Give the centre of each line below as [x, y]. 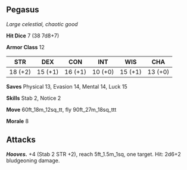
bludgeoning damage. [33, 160]
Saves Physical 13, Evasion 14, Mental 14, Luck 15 [67, 86]
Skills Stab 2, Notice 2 [34, 98]
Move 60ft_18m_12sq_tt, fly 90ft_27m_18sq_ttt [61, 109]
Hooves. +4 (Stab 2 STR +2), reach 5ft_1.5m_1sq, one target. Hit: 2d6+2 [93, 154]
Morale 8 [18, 121]
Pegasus [23, 10]
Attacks [21, 140]
